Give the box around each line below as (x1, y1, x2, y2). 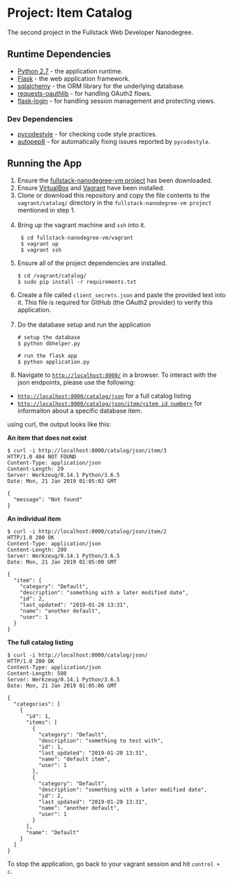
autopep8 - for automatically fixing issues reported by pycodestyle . (17, 138, 211, 146)
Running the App (7, 157, 82, 169)
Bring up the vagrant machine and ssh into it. (17, 220, 146, 229)
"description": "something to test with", (38, 737, 164, 744)
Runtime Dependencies (7, 48, 112, 60)
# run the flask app (17, 352, 77, 359)
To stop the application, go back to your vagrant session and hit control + (7, 859, 220, 868)
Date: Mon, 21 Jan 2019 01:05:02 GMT (7, 478, 117, 485)
